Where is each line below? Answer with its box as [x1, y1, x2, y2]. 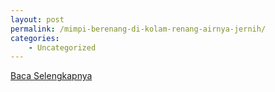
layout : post [10, 14, 65, 25]
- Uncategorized [28, 42, 97, 53]
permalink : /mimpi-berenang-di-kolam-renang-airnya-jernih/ [10, 24, 267, 34]
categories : [10, 33, 60, 43]
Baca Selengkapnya [10, 70, 93, 82]
